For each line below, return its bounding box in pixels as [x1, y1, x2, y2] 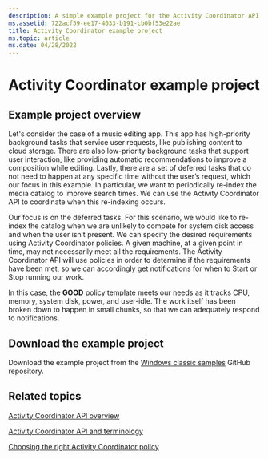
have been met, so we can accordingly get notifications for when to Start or [8, 264, 258, 273]
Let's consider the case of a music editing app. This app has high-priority [8, 129, 250, 139]
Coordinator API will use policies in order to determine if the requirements [8, 256, 250, 265]
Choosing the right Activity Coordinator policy [8, 441, 160, 451]
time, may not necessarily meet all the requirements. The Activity [8, 247, 222, 256]
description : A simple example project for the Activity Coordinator [8, 11, 246, 20]
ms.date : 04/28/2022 [8, 42, 78, 50]
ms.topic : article [8, 34, 70, 42]
